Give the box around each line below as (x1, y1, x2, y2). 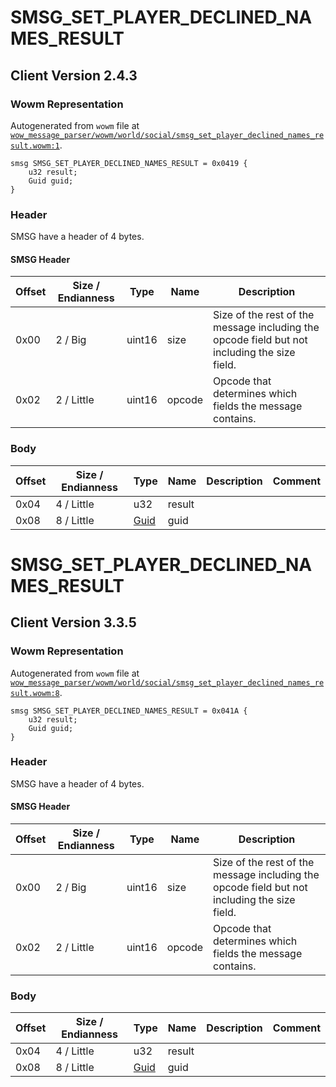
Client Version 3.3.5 (10, 614, 137, 631)
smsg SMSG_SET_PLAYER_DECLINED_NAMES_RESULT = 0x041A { (10, 706, 248, 716)
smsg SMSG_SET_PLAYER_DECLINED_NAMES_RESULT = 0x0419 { (10, 158, 248, 168)
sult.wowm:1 (10, 141, 60, 151)
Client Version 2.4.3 (10, 67, 138, 84)
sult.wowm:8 (10, 688, 60, 698)
